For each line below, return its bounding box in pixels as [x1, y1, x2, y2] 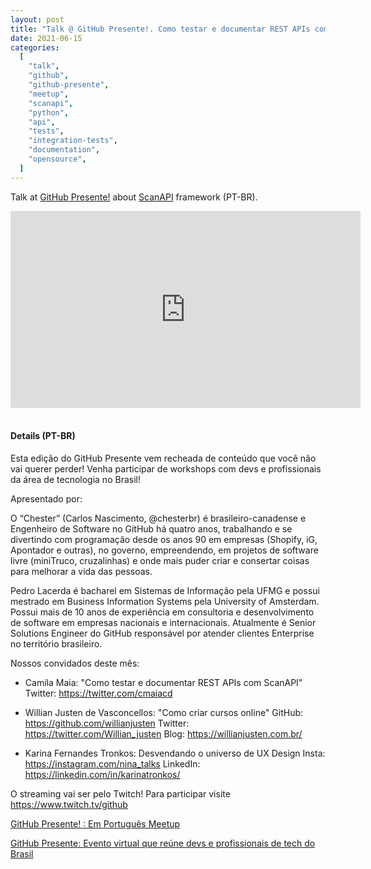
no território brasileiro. [10, 637, 103, 650]
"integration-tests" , [28, 136, 118, 146]
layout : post [10, 14, 65, 25]
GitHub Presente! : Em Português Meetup [10, 817, 181, 830]
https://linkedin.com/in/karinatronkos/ [24, 768, 181, 780]
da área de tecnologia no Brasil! [10, 473, 141, 485]
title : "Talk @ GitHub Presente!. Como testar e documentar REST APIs [10, 24, 311, 34]
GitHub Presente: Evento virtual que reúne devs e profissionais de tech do [10, 837, 316, 849]
